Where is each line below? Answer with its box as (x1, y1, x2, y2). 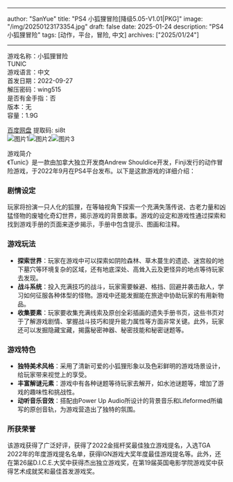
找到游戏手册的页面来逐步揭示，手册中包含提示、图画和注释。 (7, 220, 184, 229)
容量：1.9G (7, 112, 38, 119)
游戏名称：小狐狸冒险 (7, 52, 68, 60)
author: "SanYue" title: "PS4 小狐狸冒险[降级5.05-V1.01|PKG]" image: (7, 15, 203, 23)
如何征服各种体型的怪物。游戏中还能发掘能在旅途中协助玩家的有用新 (23, 291, 218, 299)
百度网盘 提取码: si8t (7, 126, 66, 134)
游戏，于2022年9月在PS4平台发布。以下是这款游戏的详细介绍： (12, 167, 196, 175)
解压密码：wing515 (7, 85, 62, 94)
